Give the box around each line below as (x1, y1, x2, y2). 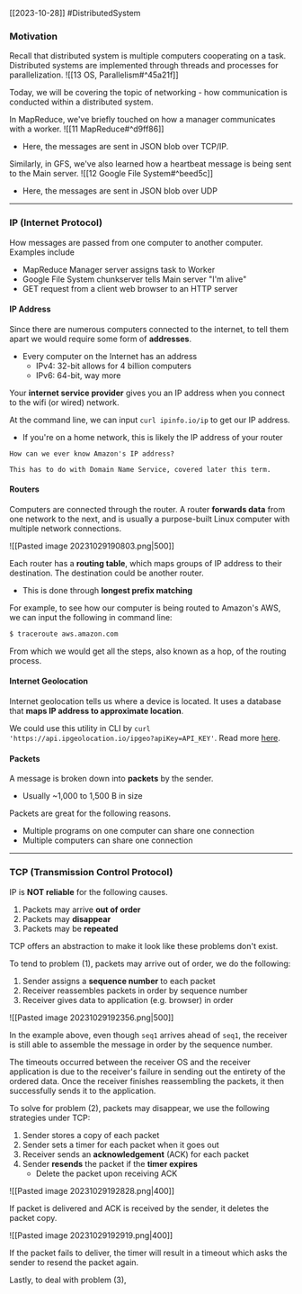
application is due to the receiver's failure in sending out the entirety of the (9, 1066, 286, 1077)
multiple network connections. (9, 523, 122, 534)
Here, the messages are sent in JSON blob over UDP (22, 186, 218, 196)
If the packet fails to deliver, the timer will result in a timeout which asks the (9, 1247, 288, 1258)
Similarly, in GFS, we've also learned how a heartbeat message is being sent (9, 158, 292, 169)
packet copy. (9, 1212, 58, 1223)
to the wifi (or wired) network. (9, 396, 120, 408)
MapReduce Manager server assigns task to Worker (22, 264, 216, 275)
